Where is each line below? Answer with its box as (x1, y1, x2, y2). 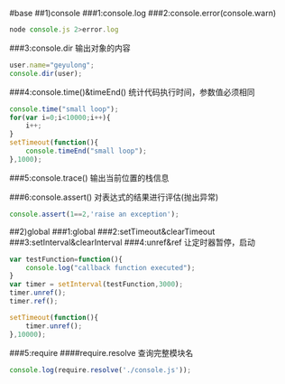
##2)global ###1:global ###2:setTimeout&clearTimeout (9, 226, 216, 237)
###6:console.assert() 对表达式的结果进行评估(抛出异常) (9, 192, 219, 202)
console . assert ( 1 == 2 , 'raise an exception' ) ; (9, 210, 179, 219)
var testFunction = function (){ (9, 255, 124, 264)
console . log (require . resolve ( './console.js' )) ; (9, 365, 192, 374)
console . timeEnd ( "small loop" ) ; (25, 146, 147, 155)
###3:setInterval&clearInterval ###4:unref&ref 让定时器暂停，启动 (9, 237, 255, 248)
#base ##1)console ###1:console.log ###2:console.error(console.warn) (9, 8, 277, 18)
